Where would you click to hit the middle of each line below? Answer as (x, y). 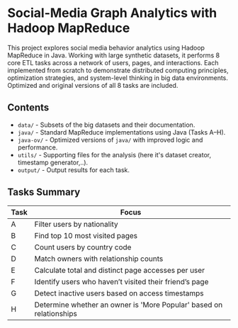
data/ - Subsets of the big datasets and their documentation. (106, 125)
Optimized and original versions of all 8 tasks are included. (93, 85)
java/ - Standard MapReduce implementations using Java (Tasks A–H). (121, 132)
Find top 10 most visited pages (86, 235)
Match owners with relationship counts (99, 259)
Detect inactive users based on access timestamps (119, 293)
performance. (38, 147)
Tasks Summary (44, 192)
